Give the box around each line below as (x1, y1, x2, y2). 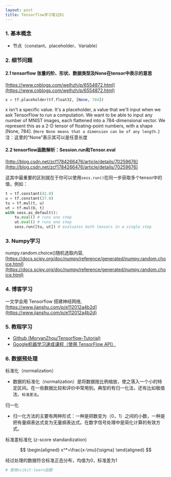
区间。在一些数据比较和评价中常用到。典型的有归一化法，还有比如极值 (17, 385, 165, 391)
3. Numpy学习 (5, 237, 41, 244)
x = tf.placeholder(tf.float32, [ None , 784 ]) (5, 97, 104, 102)
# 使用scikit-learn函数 (5, 468, 53, 473)
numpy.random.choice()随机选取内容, (5, 250, 84, 256)
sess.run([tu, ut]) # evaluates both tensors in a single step (14, 224, 152, 230)
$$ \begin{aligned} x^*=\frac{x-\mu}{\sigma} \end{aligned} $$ (19, 447, 152, 453)
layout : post (5, 7, 33, 13)
